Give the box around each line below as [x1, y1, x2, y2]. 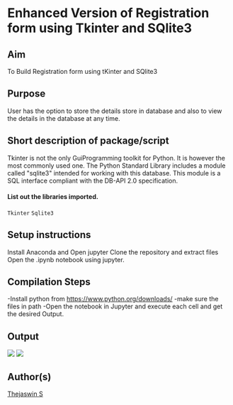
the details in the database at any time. [7, 114, 120, 122]
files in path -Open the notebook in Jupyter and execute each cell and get [7, 302, 223, 310]
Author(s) [7, 371, 52, 383]
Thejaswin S [7, 389, 44, 399]
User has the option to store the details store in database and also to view [7, 107, 222, 115]
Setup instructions [7, 229, 91, 241]
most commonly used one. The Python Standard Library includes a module [7, 161, 226, 170]
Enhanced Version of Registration [7, 5, 210, 21]
